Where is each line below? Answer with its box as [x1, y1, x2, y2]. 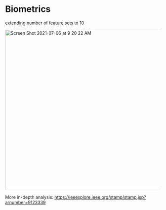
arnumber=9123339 [5, 199, 46, 205]
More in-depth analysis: [5, 194, 53, 200]
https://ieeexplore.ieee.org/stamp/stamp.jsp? [54, 194, 147, 200]
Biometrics [5, 3, 51, 15]
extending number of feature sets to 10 [5, 20, 84, 26]
